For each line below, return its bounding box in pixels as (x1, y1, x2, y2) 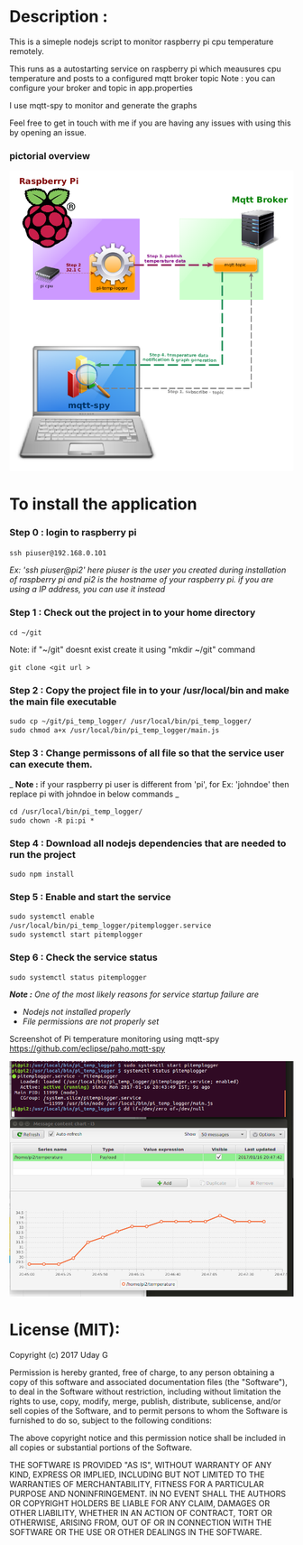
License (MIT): (9, 1319, 121, 1340)
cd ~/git (9, 628, 42, 638)
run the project (9, 848, 77, 861)
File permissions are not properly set (22, 1016, 160, 1027)
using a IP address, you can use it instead (9, 583, 165, 594)
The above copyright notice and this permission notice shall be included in (9, 1432, 286, 1443)
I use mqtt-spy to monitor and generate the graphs (9, 99, 197, 110)
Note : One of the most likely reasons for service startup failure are (9, 989, 260, 1000)
